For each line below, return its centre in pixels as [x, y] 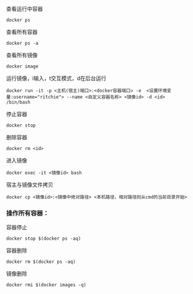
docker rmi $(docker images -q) [46, 285]
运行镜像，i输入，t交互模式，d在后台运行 [56, 78]
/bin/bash [18, 102]
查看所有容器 [22, 32]
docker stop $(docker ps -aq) [44, 239]
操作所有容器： [28, 213]
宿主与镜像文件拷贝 [30, 185]
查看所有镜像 [22, 55]
